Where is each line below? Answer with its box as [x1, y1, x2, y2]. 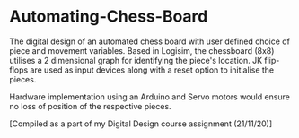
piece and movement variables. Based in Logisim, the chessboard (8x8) [9, 45, 275, 56]
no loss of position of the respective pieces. [9, 100, 172, 111]
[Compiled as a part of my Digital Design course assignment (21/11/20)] [9, 118, 273, 129]
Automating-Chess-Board [9, 6, 208, 27]
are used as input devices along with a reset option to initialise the [30, 65, 275, 75]
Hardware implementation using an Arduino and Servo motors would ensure [9, 91, 290, 102]
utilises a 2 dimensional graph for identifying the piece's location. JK [9, 55, 263, 65]
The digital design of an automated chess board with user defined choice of [9, 36, 290, 47]
